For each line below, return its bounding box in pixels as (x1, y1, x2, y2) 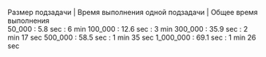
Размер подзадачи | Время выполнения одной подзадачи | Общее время (7, 8, 259, 17)
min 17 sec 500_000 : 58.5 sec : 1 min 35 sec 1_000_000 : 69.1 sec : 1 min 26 (7, 32, 256, 42)
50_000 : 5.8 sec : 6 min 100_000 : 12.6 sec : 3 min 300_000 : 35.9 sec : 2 (7, 25, 248, 33)
